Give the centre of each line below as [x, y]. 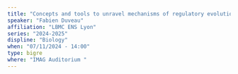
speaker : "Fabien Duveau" [45, 20]
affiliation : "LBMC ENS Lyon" [52, 27]
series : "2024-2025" [38, 33]
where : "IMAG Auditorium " [47, 60]
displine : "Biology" [38, 40]
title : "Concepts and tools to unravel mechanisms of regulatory [106, 14]
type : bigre [25, 54]
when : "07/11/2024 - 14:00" [49, 47]
